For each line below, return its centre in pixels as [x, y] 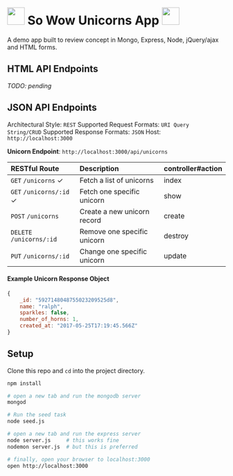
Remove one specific [114, 231]
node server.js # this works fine [63, 440]
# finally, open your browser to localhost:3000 [79, 459]
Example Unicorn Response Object [58, 279]
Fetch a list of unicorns [116, 180]
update [175, 256]
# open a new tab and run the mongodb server [74, 396]
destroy [176, 236]
